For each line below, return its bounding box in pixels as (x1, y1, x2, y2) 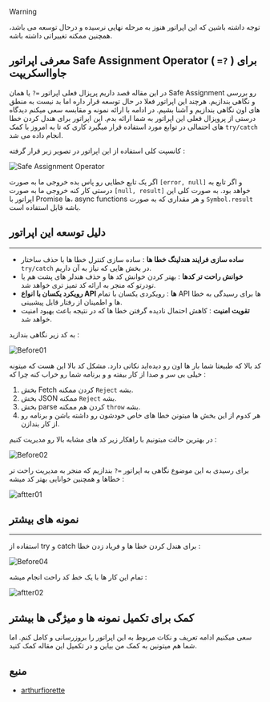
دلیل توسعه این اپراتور (9, 226, 107, 240)
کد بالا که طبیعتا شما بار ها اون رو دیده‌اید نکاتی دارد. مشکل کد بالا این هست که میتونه (9, 361, 262, 370)
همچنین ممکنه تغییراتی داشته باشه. (9, 31, 113, 40)
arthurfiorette (20, 685, 66, 696)
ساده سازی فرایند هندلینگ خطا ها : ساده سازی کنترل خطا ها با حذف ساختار (20, 254, 244, 264)
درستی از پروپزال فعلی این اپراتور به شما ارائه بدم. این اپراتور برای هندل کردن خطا (9, 113, 256, 123)
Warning (9, 7, 37, 16)
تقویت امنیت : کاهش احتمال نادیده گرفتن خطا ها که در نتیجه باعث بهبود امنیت (20, 305, 251, 315)
